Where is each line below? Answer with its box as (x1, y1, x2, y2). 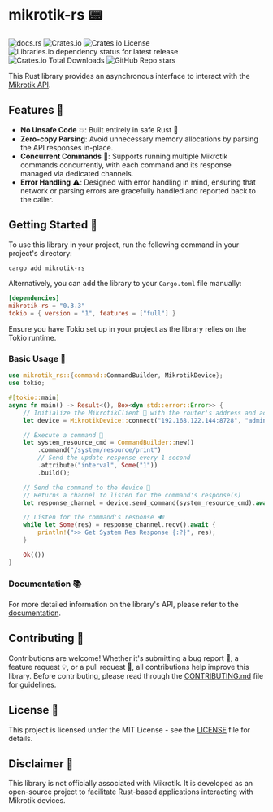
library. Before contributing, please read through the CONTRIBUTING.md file (8, 671, 264, 680)
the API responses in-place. (19, 142, 114, 152)
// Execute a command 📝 (23, 431, 104, 439)
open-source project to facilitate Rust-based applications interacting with (8, 787, 253, 797)
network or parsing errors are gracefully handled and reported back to (19, 185, 256, 195)
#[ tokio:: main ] (8, 394, 60, 402)
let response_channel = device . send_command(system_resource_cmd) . (23, 498, 256, 507)
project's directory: (8, 248, 73, 258)
